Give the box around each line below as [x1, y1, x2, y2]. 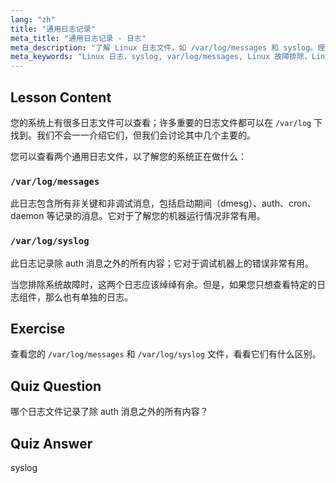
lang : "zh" [10, 14, 56, 25]
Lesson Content [10, 89, 112, 106]
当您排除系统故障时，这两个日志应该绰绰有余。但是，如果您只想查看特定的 [10, 278, 317, 290]
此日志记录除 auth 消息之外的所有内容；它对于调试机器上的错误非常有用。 [10, 257, 314, 269]
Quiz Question [10, 377, 102, 395]
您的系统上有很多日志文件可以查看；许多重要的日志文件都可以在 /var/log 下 [10, 116, 323, 128]
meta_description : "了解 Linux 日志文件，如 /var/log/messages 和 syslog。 [10, 42, 318, 53]
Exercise [10, 320, 66, 337]
